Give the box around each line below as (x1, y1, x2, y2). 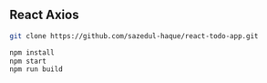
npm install (9, 47, 55, 57)
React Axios (9, 7, 79, 23)
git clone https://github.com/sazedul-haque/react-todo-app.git (9, 31, 259, 40)
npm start (9, 57, 47, 66)
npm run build (9, 65, 64, 74)
